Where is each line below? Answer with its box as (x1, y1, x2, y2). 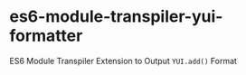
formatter (9, 25, 83, 46)
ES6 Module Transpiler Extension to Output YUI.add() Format (9, 55, 238, 66)
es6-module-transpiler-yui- (9, 6, 223, 27)
